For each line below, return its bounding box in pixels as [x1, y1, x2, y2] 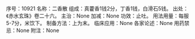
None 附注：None [16, 27, 60, 34]
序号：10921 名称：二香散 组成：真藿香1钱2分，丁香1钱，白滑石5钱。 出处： [6, 5, 189, 12]
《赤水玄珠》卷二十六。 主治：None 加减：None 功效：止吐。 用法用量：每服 [6, 12, 189, 19]
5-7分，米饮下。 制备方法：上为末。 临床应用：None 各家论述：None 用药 [6, 20, 184, 26]
